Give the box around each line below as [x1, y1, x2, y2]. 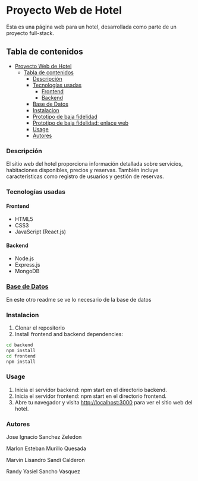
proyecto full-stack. [6, 29, 55, 36]
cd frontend [6, 353, 36, 359]
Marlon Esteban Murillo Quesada [6, 445, 86, 452]
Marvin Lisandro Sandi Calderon [6, 457, 85, 464]
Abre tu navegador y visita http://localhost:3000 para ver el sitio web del [14, 398, 193, 406]
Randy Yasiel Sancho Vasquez [6, 468, 80, 475]
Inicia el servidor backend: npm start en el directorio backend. [14, 386, 168, 393]
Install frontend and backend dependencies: [14, 330, 123, 337]
